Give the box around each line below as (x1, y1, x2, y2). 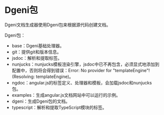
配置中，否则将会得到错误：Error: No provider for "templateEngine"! (11, 67, 150, 73)
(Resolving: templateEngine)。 (11, 74, 74, 79)
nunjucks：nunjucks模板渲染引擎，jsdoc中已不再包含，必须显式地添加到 (11, 61, 160, 67)
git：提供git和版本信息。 (11, 49, 61, 55)
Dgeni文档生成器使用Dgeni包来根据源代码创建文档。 (4, 22, 111, 28)
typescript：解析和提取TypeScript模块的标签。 (11, 104, 107, 110)
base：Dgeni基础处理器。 (11, 42, 65, 48)
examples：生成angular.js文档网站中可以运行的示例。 (11, 92, 121, 98)
